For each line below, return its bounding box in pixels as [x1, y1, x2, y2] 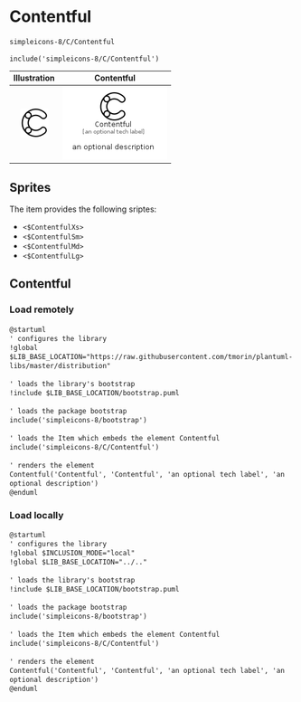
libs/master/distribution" [9, 361, 111, 370]
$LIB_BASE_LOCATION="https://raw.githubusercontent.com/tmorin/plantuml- [9, 352, 294, 361]
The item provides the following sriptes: [9, 204, 157, 214]
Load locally [9, 508, 64, 521]
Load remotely [9, 303, 75, 316]
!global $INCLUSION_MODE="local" [9, 548, 136, 557]
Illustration [13, 72, 56, 83]
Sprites [9, 179, 52, 195]
